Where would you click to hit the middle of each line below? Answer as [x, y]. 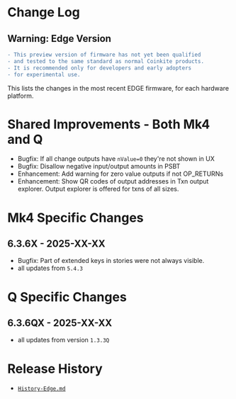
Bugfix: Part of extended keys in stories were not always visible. [111, 261]
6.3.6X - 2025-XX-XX [56, 244]
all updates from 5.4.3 [50, 268]
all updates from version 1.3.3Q [63, 340]
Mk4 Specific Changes [75, 218]
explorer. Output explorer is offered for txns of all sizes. [98, 189]
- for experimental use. [44, 74]
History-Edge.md [41, 389]
